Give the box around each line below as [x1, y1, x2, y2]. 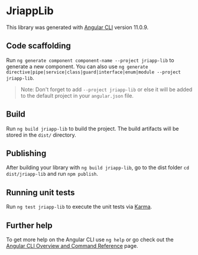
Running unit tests [6, 188, 75, 198]
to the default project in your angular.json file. [20, 92, 134, 99]
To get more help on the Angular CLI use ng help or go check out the [6, 236, 174, 243]
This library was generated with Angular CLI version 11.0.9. [6, 24, 149, 31]
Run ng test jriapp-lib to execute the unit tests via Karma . [6, 203, 152, 211]
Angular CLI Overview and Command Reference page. [6, 243, 138, 249]
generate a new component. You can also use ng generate [6, 63, 148, 70]
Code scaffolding [6, 41, 71, 51]
